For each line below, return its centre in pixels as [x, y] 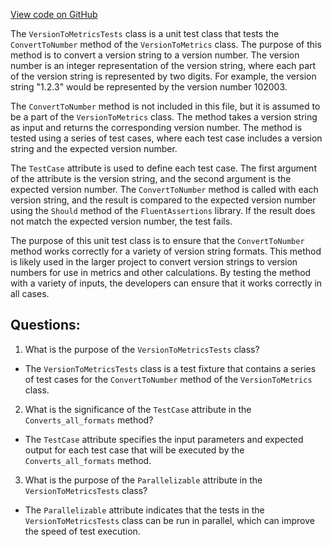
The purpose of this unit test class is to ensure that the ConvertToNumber [157, 240]
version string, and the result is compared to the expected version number [163, 200]
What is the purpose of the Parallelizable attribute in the [143, 480]
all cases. [30, 293]
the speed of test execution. [82, 531]
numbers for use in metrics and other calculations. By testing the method [161, 272]
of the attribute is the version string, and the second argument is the [151, 178]
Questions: [45, 325]
